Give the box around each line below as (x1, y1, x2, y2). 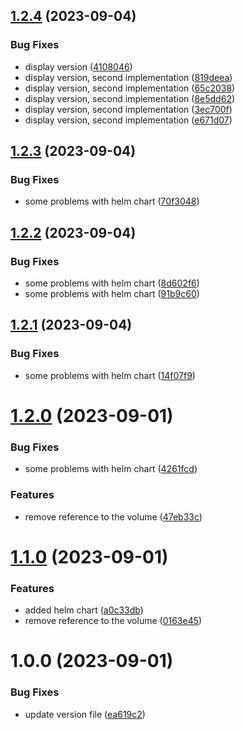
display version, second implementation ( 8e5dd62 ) (24, 92, 236, 104)
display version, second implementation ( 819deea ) (24, 71, 233, 83)
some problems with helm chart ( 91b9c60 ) (24, 288, 200, 300)
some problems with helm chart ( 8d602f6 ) (24, 277, 200, 289)
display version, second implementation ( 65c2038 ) (24, 82, 236, 94)
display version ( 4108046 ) (24, 60, 133, 73)
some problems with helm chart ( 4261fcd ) (24, 463, 198, 475)
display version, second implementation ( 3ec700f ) (24, 103, 233, 115)
